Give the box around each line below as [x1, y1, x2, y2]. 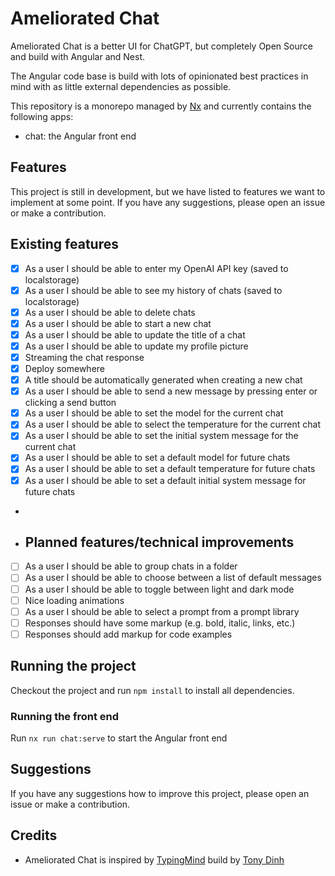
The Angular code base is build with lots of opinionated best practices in [10, 70, 309, 82]
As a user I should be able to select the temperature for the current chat [24, 418, 322, 431]
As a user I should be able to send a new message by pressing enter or [24, 385, 318, 397]
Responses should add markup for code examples [24, 628, 233, 640]
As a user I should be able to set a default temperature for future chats [24, 463, 316, 475]
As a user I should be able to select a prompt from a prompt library [24, 605, 300, 617]
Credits [10, 827, 58, 844]
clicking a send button [24, 397, 117, 409]
